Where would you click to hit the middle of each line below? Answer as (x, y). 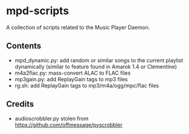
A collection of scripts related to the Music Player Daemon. (78, 27)
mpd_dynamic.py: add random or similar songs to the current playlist (99, 60)
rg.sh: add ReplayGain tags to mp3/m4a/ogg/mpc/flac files (87, 85)
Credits (20, 104)
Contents (24, 46)
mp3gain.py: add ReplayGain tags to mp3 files (71, 79)
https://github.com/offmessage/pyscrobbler (69, 125)
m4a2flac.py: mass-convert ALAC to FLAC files (73, 73)
